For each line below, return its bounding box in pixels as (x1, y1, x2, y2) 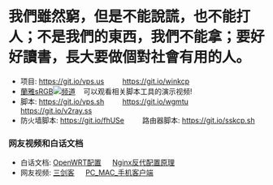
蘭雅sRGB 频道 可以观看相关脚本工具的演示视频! (19, 86, 193, 96)
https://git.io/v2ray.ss (19, 105, 93, 115)
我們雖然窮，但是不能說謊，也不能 (8, 7, 237, 26)
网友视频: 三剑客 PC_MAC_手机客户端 (19, 168, 154, 178)
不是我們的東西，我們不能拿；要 (37, 28, 251, 46)
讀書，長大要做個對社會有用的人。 (23, 48, 251, 67)
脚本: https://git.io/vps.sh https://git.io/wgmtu (19, 97, 188, 106)
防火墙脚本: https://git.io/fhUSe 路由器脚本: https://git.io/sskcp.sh (19, 115, 255, 125)
